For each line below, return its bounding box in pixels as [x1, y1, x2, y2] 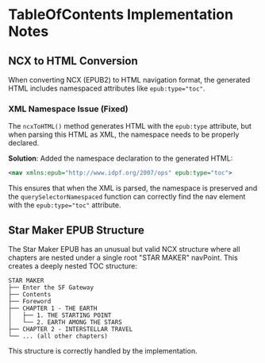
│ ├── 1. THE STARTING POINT [8, 311, 112, 319]
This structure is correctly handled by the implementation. [8, 346, 198, 355]
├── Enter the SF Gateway [8, 284, 94, 292]
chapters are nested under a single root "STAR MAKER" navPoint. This [8, 253, 238, 262]
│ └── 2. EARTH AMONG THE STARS [8, 318, 123, 326]
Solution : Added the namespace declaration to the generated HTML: [8, 153, 233, 164]
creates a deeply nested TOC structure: [8, 261, 137, 271]
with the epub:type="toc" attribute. [8, 200, 121, 210]
